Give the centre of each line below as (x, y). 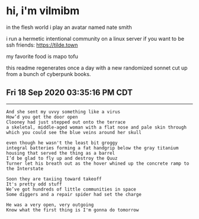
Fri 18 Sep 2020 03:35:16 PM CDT (70, 93)
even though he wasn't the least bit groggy (62, 143)
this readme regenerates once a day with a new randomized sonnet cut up (97, 68)
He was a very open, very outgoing (50, 205)
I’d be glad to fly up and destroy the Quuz (62, 158)
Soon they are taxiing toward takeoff (54, 179)
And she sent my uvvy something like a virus (63, 112)
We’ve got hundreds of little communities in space (71, 189)
